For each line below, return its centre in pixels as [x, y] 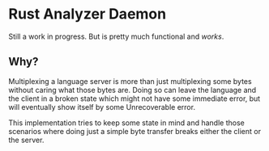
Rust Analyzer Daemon [88, 14]
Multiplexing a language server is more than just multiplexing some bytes [130, 81]
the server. [26, 140]
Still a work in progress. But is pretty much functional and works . [116, 36]
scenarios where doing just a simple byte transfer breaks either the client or [135, 131]
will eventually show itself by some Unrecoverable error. [102, 107]
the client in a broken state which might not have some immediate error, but [134, 99]
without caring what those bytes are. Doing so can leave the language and [132, 90]
